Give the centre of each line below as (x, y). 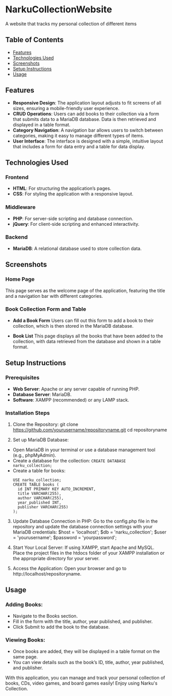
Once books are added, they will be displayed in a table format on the (86, 651)
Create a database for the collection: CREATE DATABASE (69, 460)
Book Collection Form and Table (46, 309)
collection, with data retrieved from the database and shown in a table (87, 341)
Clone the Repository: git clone (45, 424)
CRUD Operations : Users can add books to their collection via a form (86, 114)
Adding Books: (24, 604)
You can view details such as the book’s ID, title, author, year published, (88, 662)
